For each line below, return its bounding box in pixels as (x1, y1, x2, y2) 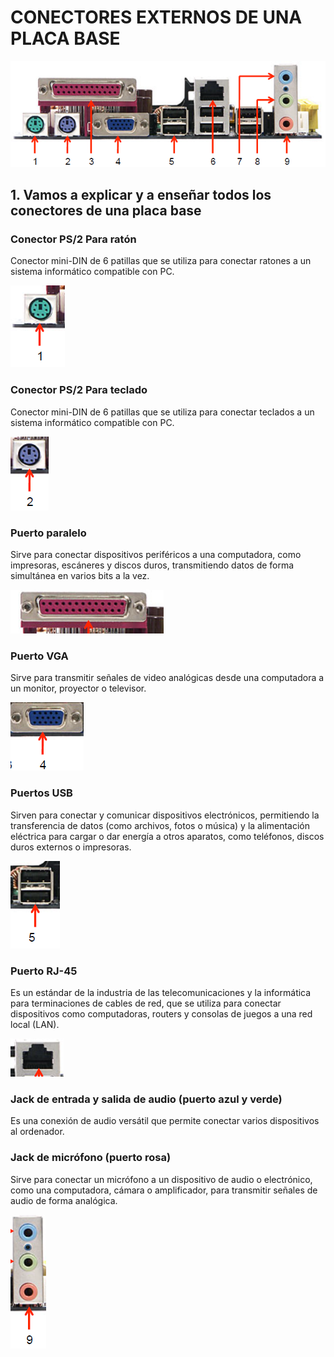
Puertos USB (10, 786, 73, 800)
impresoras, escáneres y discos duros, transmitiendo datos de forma (10, 559, 295, 571)
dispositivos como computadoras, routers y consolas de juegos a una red (10, 1007, 313, 1020)
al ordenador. (10, 1126, 65, 1138)
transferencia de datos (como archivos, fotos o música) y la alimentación (10, 819, 311, 831)
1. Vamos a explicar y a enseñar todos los (10, 187, 272, 204)
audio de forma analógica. (10, 1194, 118, 1206)
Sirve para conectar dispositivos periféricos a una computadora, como (10, 549, 302, 561)
